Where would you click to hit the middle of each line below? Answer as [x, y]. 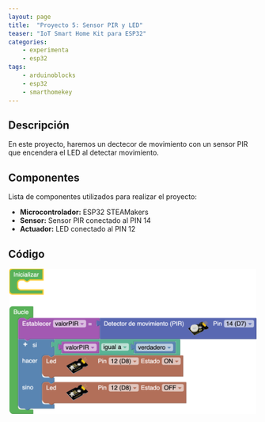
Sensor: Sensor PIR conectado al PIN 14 [85, 221]
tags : [17, 67]
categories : [28, 42]
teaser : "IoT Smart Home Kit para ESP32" [78, 33]
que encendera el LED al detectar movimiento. [84, 153]
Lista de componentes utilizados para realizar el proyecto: [103, 197]
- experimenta [45, 50]
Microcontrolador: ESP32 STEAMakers [84, 212]
